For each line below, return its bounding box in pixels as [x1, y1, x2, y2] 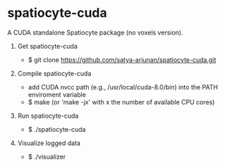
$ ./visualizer [28, 152, 66, 161]
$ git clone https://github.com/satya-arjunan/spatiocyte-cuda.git [28, 55, 217, 64]
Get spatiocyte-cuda [17, 42, 78, 50]
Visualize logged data [17, 139, 81, 147]
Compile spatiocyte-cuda [17, 69, 92, 78]
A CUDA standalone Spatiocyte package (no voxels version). [7, 28, 183, 37]
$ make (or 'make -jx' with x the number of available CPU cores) [28, 97, 215, 106]
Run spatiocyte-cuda [17, 111, 79, 120]
